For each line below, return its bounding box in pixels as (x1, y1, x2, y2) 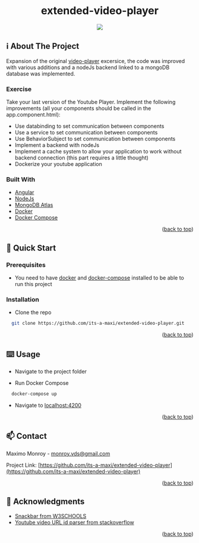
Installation (6, 295, 40, 303)
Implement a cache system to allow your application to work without (14, 148, 182, 155)
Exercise (6, 84, 32, 93)
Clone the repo (14, 309, 52, 316)
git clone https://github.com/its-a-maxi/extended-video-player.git (11, 321, 185, 327)
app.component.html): (6, 111, 61, 118)
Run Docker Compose (14, 379, 69, 387)
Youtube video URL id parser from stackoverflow (14, 519, 135, 526)
